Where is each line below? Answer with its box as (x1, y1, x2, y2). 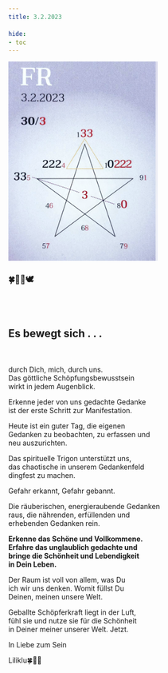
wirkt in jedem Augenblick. (8, 382, 96, 392)
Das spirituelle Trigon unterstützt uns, (8, 454, 132, 464)
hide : (8, 30, 26, 38)
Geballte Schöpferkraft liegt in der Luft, (8, 607, 137, 617)
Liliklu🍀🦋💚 (8, 655, 42, 665)
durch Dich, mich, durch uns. (8, 364, 104, 375)
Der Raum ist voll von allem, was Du (8, 575, 126, 585)
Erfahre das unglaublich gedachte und (8, 543, 138, 552)
